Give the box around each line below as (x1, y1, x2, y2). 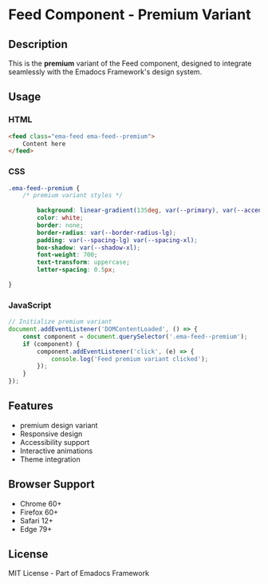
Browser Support (8, 478, 96, 491)
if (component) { (22, 340, 81, 348)
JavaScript (8, 300, 52, 311)
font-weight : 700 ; (37, 251, 98, 259)
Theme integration (19, 454, 81, 464)
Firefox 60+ (19, 507, 58, 517)
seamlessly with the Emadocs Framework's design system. (8, 67, 203, 77)
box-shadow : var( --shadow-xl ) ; (37, 244, 141, 252)
